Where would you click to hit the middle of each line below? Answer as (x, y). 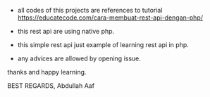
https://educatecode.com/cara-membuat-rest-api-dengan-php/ (110, 18)
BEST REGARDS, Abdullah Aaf (51, 86)
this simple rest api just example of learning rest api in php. (103, 45)
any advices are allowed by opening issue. (79, 58)
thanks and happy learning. (47, 72)
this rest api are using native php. (66, 31)
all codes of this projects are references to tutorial (90, 10)
